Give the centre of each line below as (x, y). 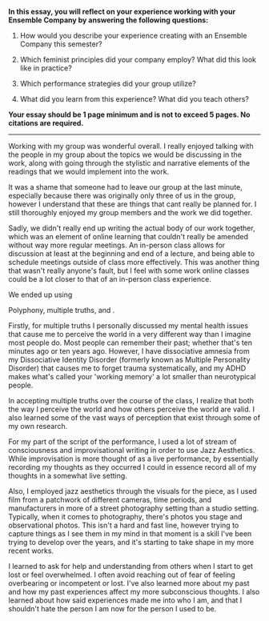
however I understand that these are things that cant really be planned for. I (132, 204)
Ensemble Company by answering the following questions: (108, 20)
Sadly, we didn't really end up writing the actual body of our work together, (132, 228)
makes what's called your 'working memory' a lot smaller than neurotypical (132, 377)
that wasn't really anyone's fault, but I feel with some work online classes (129, 270)
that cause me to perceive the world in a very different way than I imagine (130, 334)
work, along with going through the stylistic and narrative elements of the (129, 163)
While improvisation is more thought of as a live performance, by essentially (133, 459)
